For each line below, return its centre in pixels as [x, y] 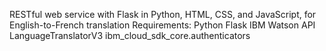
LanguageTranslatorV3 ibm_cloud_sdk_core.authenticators [130, 35]
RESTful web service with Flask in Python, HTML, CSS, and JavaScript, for [163, 14]
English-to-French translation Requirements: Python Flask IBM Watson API [162, 25]
